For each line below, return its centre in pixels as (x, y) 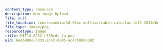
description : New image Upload (37, 14)
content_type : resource (29, 9)
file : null (16, 18)
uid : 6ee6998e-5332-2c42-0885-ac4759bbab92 (50, 40)
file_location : (20, 23)
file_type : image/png (27, 27)
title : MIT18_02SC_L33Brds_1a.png (40, 36)
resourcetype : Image (26, 31)
